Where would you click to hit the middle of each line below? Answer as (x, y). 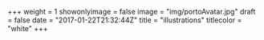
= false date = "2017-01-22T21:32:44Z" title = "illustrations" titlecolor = (125, 20)
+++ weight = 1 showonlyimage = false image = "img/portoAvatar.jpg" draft (132, 12)
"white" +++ (28, 28)
